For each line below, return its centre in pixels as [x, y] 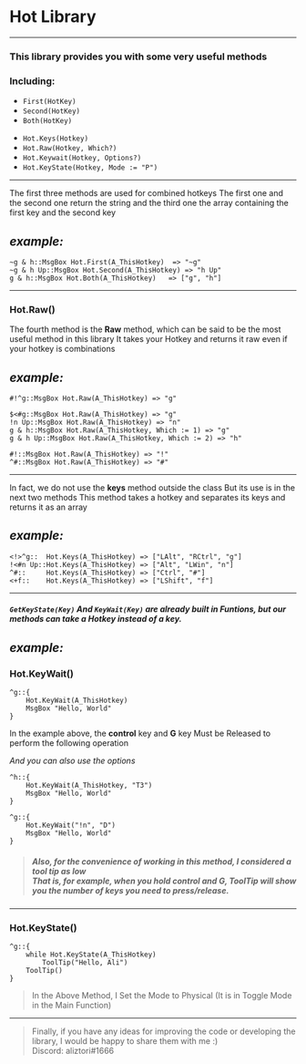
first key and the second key [63, 212]
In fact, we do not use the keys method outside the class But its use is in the [153, 488]
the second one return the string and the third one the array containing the [149, 203]
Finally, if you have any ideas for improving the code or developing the [163, 1031]
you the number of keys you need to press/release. [130, 890]
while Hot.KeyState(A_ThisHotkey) [91, 955]
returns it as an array [49, 507]
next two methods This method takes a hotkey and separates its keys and [148, 498]
